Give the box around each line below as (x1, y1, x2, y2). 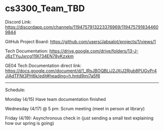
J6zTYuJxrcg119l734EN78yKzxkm (5, 53, 74, 59)
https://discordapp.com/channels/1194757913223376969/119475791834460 (5, 24, 159, 30)
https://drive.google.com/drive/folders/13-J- (49, 48, 139, 54)
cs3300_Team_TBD (5, 3, 85, 14)
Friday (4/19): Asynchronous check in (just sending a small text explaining (5, 115, 154, 121)
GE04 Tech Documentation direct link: (5, 63, 82, 68)
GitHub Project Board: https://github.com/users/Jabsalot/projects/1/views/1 (5, 38, 156, 44)
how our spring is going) (5, 120, 55, 126)
